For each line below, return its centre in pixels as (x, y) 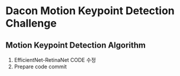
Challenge (31, 23)
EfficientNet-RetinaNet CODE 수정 (55, 60)
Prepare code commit (40, 67)
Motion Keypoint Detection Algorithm (76, 45)
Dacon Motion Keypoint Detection (90, 11)
